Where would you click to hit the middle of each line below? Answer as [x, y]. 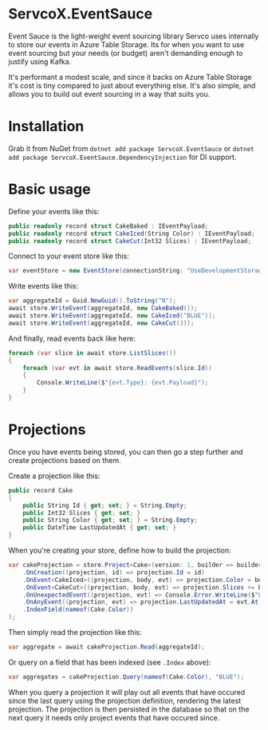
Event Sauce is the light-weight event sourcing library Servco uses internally [134, 36]
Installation [46, 127]
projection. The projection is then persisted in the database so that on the [129, 709]
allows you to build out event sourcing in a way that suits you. [109, 94]
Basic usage [49, 189]
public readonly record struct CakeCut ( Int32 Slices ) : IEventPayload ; [130, 241]
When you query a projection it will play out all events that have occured [127, 692]
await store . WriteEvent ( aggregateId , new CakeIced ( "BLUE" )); [112, 316]
